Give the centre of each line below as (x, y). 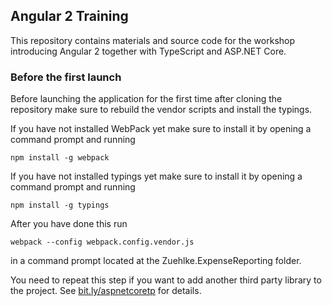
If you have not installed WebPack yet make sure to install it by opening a (161, 129)
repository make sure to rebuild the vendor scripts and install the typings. (161, 110)
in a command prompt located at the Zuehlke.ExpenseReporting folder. (156, 261)
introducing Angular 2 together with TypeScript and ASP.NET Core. (148, 51)
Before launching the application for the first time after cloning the (146, 99)
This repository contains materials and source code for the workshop (153, 40)
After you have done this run (69, 224)
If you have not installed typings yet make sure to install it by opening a (156, 176)
